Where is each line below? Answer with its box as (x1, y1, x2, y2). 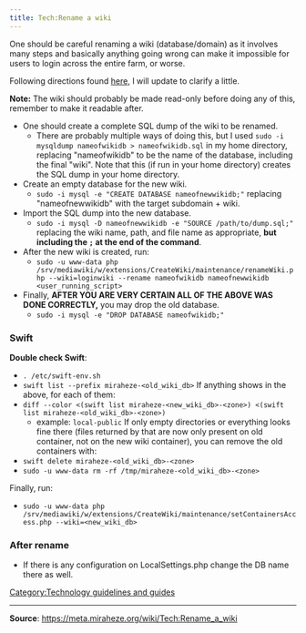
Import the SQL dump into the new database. (22, 207, 191, 219)
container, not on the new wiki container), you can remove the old (36, 435, 283, 446)
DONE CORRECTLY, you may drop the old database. (22, 299, 220, 310)
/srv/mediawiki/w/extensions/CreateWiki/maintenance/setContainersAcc (22, 509, 297, 519)
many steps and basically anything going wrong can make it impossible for (9, 47, 290, 59)
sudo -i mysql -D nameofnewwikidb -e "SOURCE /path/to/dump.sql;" (36, 219, 294, 228)
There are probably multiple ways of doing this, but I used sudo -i (36, 129, 284, 141)
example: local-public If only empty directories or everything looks (36, 416, 291, 427)
